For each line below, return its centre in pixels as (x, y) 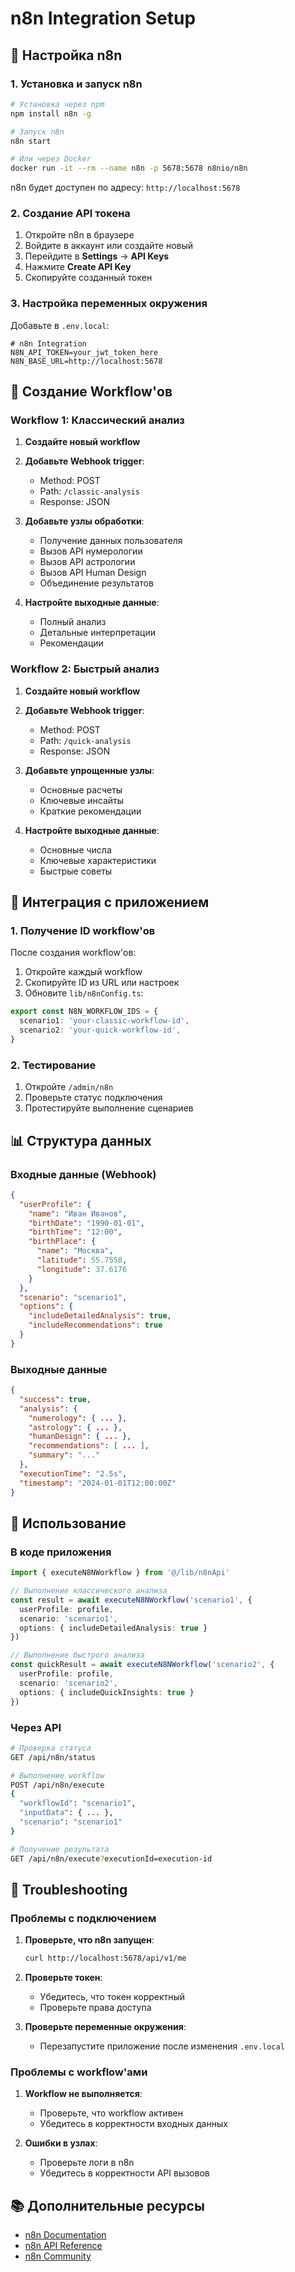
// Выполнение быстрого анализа (77, 1655)
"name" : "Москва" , (75, 1251)
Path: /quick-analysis (85, 740)
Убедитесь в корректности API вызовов (124, 2173)
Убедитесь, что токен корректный (112, 1997)
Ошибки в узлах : (61, 2143)
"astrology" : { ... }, (75, 1427)
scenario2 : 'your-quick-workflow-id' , (100, 1030)
